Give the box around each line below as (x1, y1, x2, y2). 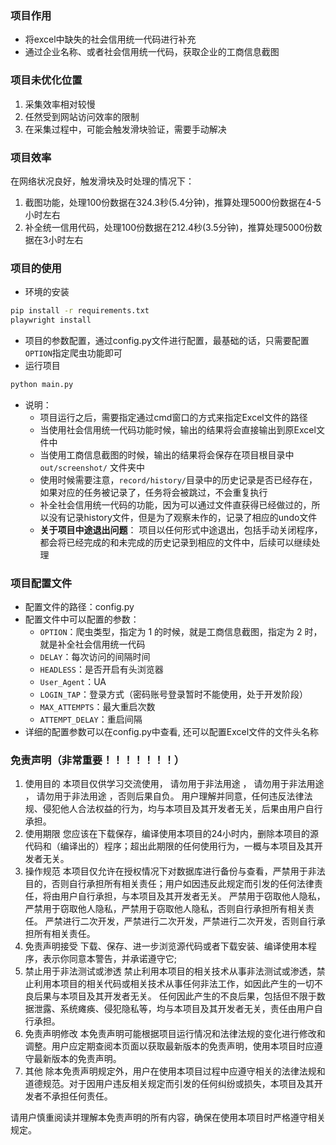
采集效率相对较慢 (24, 98, 96, 110)
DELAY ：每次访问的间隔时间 (39, 651, 151, 663)
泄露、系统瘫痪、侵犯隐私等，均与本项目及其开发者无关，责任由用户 (33, 1003, 315, 1015)
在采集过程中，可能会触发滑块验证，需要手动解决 (24, 123, 227, 135)
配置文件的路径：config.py (24, 601, 135, 613)
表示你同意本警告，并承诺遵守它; (42, 953, 178, 965)
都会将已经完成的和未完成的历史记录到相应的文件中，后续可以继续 (39, 536, 312, 548)
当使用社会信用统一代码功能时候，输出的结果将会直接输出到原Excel (39, 423, 317, 436)
